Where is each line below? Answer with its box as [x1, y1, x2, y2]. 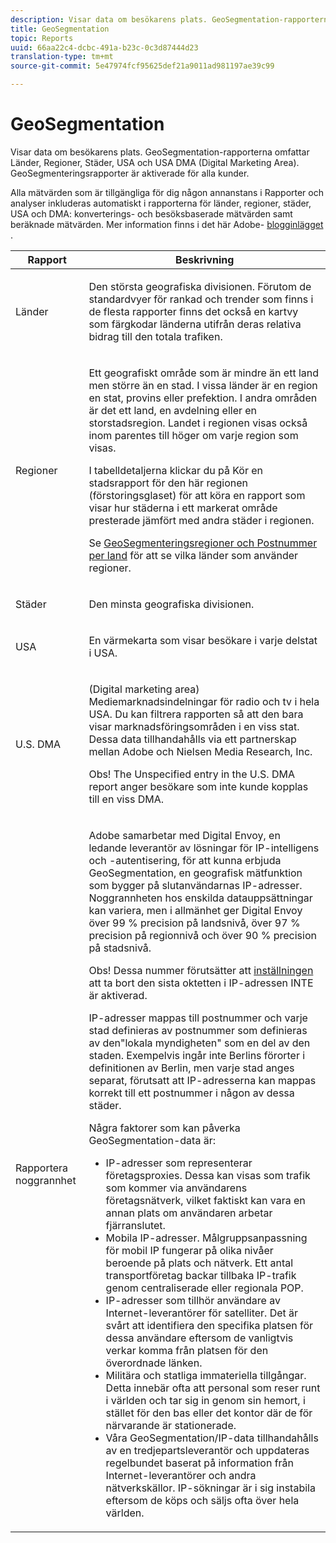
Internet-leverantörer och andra [105, 1468, 257, 1482]
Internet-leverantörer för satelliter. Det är [105, 1306, 299, 1320]
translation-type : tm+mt [10, 52, 114, 62]
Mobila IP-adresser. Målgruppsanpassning [105, 1231, 308, 1245]
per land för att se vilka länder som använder [88, 548, 299, 562]
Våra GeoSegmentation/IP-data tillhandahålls [105, 1431, 319, 1445]
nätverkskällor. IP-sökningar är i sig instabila [105, 1481, 316, 1495]
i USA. [88, 646, 118, 660]
